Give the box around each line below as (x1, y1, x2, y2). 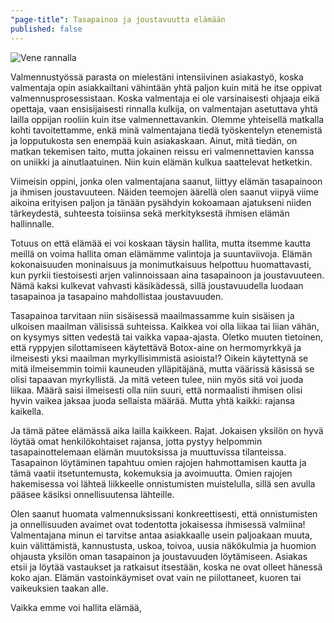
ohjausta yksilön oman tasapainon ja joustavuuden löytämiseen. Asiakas (10, 550, 308, 562)
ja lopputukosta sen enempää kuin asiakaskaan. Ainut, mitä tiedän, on (10, 134, 298, 146)
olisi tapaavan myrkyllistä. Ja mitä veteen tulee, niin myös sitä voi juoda (10, 373, 304, 385)
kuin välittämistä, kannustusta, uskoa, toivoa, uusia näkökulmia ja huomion (10, 539, 317, 551)
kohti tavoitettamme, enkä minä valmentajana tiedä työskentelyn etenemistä (10, 124, 323, 136)
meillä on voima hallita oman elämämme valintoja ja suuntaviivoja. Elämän (10, 247, 313, 260)
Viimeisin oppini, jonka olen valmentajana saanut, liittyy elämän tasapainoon (10, 175, 323, 187)
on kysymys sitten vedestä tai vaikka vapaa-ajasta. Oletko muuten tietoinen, (10, 331, 324, 343)
